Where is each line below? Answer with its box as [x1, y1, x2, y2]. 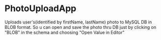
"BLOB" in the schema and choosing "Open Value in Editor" [4, 29, 125, 35]
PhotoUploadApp [4, 3, 77, 14]
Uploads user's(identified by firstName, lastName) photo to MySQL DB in [4, 19, 152, 25]
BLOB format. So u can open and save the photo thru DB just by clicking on [4, 24, 157, 30]
